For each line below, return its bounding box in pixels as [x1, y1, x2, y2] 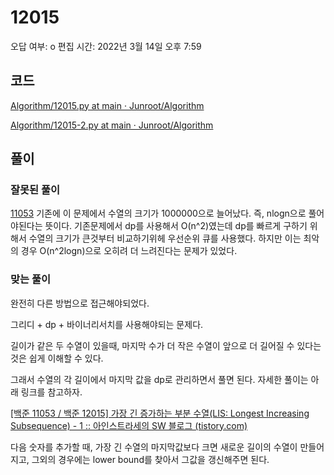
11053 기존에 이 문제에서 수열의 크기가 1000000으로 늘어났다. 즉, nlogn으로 [10, 207, 307, 220]
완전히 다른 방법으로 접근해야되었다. [10, 297, 150, 309]
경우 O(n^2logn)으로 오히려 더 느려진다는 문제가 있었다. [20, 245, 238, 257]
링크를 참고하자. [20, 386, 83, 398]
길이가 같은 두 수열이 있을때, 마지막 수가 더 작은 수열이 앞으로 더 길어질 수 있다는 [10, 339, 322, 351]
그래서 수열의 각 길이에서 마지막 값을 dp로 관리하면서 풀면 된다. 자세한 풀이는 [10, 373, 309, 385]
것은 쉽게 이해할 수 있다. [10, 352, 104, 364]
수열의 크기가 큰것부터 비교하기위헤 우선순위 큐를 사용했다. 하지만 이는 [28, 232, 302, 245]
